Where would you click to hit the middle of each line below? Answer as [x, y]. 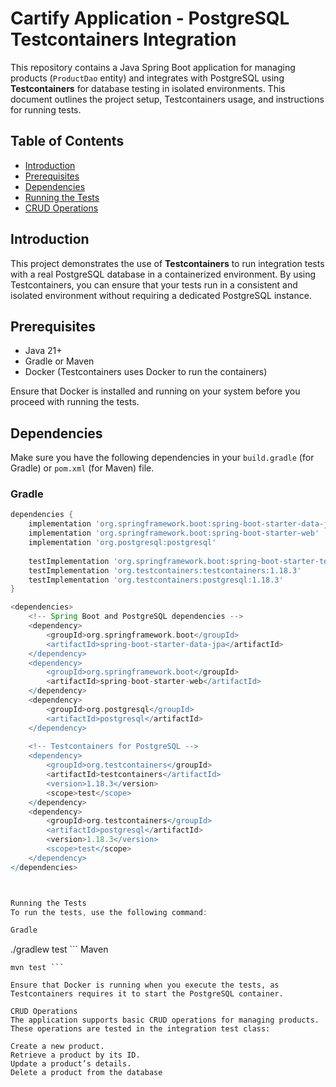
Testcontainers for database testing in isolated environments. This [148, 88]
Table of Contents [67, 141]
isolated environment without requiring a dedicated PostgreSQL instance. [161, 295]
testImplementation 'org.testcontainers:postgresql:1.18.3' [156, 580]
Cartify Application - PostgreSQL [150, 18]
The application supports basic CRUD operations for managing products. [165, 1020]
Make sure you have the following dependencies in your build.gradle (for [162, 458]
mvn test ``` [37, 968]
